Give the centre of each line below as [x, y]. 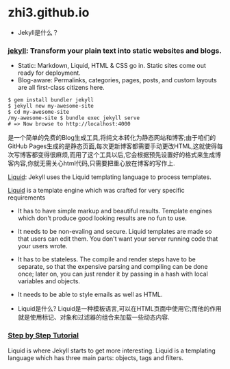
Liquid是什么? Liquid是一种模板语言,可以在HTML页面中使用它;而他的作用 [119, 309]
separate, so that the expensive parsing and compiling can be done [113, 267]
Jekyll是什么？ [38, 32]
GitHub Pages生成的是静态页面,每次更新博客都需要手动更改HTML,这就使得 [113, 146]
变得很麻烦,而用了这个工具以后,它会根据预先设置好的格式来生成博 [129, 155]
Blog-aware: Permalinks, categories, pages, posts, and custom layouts [117, 80]
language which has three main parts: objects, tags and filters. [96, 357]
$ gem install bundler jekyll [51, 100]
